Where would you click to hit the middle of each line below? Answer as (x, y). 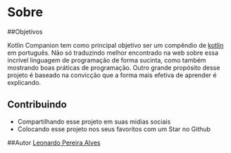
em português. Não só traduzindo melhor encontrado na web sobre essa (113, 53)
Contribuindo (37, 105)
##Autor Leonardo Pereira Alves (54, 142)
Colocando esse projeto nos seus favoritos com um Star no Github (114, 129)
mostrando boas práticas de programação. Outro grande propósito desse (114, 67)
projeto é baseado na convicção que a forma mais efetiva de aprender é (112, 75)
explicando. (24, 82)
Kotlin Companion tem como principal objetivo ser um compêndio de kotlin (115, 45)
